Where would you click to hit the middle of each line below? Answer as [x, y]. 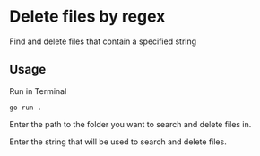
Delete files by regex [87, 17]
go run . [26, 108]
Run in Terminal [38, 91]
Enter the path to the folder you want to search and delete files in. [130, 124]
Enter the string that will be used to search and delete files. [118, 142]
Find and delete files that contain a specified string [103, 41]
